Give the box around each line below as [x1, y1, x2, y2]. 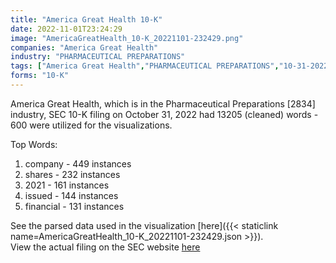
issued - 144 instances [24, 189, 119, 201]
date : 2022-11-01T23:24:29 [10, 24, 123, 34]
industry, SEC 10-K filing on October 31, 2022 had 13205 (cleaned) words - [10, 108, 319, 120]
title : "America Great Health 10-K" [10, 14, 163, 25]
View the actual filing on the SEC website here [10, 241, 201, 253]
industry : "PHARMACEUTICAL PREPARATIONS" [10, 52, 186, 62]
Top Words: [10, 138, 58, 150]
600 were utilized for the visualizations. [10, 119, 173, 131]
